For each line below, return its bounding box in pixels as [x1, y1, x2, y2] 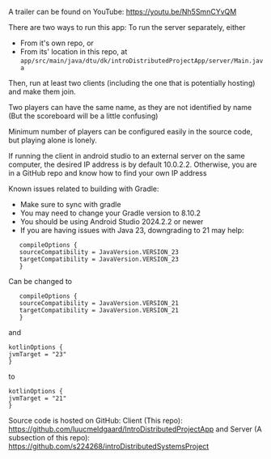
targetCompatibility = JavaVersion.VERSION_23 [19, 255, 180, 263]
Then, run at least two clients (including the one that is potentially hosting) [8, 79, 256, 87]
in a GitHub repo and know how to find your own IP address [8, 168, 208, 177]
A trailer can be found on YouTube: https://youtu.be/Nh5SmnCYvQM [8, 7, 237, 16]
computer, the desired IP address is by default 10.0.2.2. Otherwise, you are [8, 159, 257, 169]
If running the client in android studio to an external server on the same [8, 151, 245, 160]
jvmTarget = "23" [8, 351, 67, 359]
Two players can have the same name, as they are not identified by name [8, 103, 252, 112]
